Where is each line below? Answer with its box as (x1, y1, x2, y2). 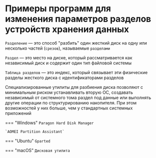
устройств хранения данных (5, 24, 129, 35)
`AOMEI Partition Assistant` (5, 129, 65, 134)
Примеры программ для (5, 3, 111, 14)
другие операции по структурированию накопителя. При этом (5, 100, 137, 105)
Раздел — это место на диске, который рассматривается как (5, 54, 132, 60)
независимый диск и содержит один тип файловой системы (5, 60, 132, 66)
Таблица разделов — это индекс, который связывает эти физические (5, 69, 148, 75)
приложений (5, 110, 32, 116)
